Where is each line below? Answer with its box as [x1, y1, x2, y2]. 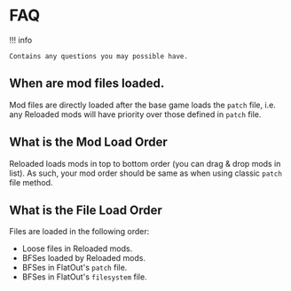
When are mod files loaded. [9, 76, 165, 91]
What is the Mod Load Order [9, 135, 168, 150]
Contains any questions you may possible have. [9, 51, 189, 60]
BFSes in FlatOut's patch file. [21, 263, 128, 273]
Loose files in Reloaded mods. [21, 243, 133, 254]
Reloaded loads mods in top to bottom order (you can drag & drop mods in [9, 158, 281, 169]
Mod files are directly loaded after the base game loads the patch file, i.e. [9, 99, 277, 110]
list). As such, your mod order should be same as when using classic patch [9, 168, 282, 178]
